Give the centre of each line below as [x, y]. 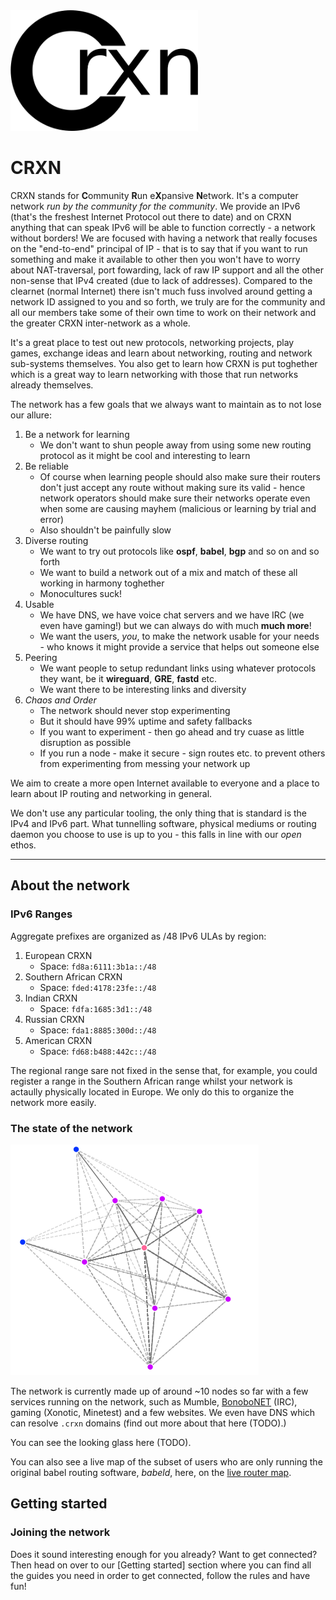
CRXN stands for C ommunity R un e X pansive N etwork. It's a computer [154, 195]
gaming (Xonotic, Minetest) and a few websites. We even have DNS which [163, 1412]
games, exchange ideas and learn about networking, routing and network [161, 353]
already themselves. [52, 385]
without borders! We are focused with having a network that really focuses [164, 238]
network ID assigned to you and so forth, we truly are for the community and [168, 301]
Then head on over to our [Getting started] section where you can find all [161, 1565]
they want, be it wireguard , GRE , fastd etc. [128, 678]
